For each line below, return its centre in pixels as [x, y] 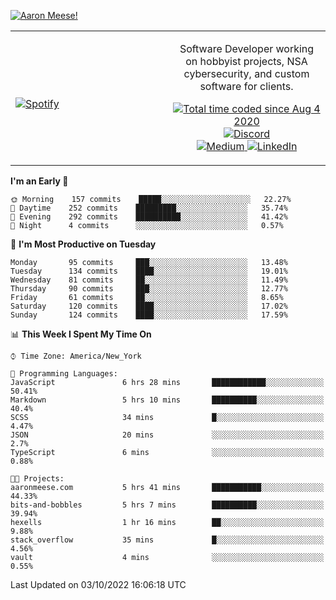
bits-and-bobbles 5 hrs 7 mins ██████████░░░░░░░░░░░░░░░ [167, 505]
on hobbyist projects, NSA [246, 61]
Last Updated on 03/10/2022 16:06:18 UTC [98, 584]
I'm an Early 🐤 [39, 181]
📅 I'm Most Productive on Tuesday [83, 244]
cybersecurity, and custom [246, 73]
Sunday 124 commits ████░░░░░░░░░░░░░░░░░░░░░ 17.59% [149, 315]
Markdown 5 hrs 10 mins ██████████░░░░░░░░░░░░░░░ [167, 400]
